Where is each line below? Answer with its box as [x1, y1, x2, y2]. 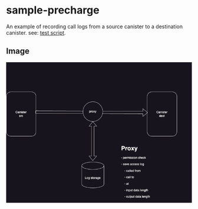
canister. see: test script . [6, 29, 66, 36]
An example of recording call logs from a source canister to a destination [6, 23, 183, 30]
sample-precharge [6, 4, 100, 17]
